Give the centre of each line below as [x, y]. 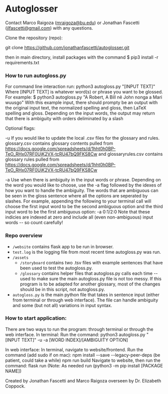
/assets [20, 258]
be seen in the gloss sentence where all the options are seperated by [76, 196]
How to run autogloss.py [36, 75]
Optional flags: [20, 128]
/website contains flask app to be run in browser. [63, 246]
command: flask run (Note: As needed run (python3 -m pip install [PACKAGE [84, 365]
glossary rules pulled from [32, 159]
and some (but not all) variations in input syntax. [62, 305]
